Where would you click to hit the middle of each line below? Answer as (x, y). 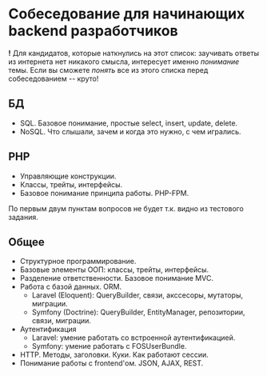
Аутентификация (48, 330)
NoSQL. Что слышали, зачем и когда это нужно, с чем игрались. (130, 131)
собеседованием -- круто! (54, 78)
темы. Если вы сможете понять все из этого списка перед (108, 70)
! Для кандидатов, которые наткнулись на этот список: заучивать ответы (134, 53)
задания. (23, 217)
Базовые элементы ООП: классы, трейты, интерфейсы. (114, 270)
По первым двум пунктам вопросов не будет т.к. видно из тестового (126, 208)
